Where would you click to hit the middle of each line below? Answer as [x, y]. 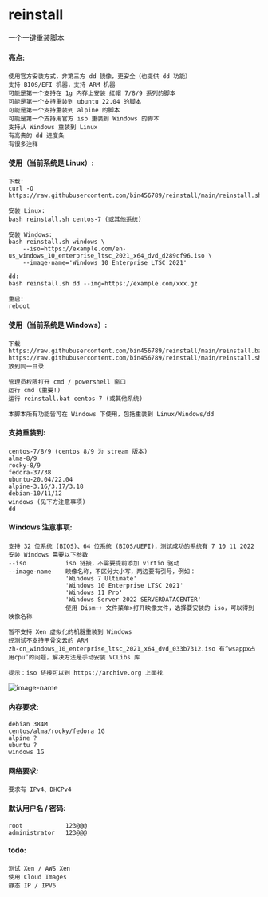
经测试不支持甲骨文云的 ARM [48, 640]
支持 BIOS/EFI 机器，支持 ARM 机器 [62, 85]
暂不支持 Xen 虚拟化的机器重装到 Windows [70, 631]
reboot [19, 306]
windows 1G [26, 752]
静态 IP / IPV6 [32, 885]
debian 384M [28, 724]
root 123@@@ [48, 826]
